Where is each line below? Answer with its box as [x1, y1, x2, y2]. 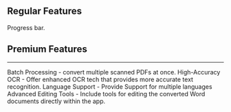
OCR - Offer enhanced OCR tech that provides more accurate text [7, 75, 194, 83]
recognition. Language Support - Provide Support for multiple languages [7, 82, 212, 91]
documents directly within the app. [7, 97, 106, 105]
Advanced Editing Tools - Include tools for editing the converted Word [7, 89, 206, 98]
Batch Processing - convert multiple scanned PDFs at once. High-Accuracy [7, 68, 221, 76]
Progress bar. [7, 23, 45, 31]
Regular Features [7, 5, 82, 17]
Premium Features [7, 44, 87, 55]
